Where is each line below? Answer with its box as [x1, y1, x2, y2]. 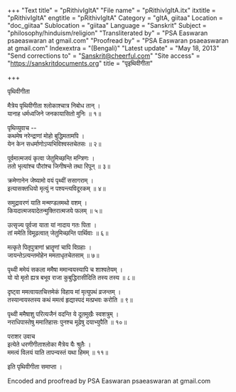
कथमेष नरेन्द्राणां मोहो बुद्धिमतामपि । [7, 132, 85, 140]
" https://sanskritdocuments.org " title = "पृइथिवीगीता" [7, 59, 154, 67]
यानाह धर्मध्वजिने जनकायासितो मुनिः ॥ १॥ [7, 110, 102, 118]
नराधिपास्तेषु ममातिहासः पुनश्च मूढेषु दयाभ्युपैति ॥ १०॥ [7, 318, 127, 326]
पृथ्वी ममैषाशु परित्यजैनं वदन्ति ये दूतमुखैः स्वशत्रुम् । [7, 310, 119, 318]
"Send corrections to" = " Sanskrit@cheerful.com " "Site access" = [7, 51, 200, 60]
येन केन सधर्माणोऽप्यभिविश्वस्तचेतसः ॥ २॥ [7, 140, 102, 148]
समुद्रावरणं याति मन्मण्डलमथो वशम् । [7, 199, 87, 207]
